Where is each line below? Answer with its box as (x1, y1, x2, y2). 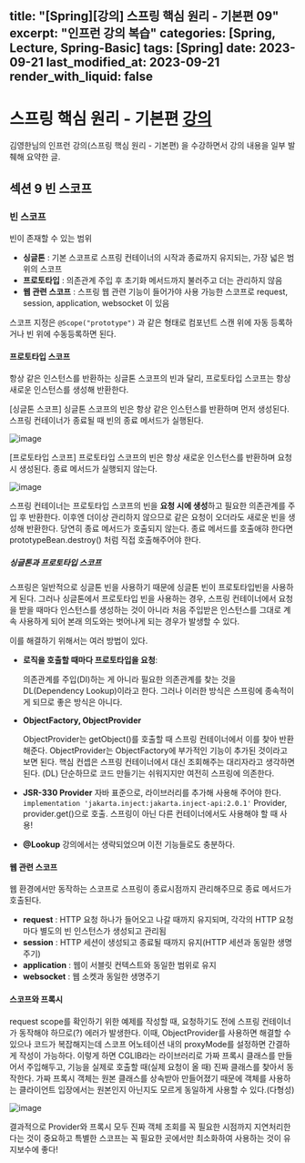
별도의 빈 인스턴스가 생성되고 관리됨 (39, 925, 167, 936)
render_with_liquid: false (9, 69, 153, 85)
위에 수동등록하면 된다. (36, 329, 117, 340)
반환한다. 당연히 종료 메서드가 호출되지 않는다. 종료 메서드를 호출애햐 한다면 (25, 523, 294, 535)
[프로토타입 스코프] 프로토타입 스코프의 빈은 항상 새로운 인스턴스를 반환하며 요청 (9, 452, 293, 463)
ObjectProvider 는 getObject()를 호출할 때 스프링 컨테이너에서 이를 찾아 (22, 734, 278, 745)
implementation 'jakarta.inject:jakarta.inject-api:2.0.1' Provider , (22, 798, 288, 809)
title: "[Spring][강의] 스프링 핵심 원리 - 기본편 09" (9, 8, 280, 25)
